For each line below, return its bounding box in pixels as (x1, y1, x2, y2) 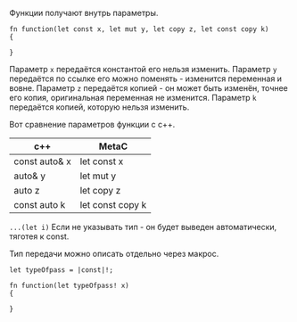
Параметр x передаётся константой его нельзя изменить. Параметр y (9, 64, 277, 74)
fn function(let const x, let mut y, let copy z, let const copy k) (9, 25, 269, 34)
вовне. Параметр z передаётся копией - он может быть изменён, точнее (9, 83, 288, 93)
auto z (13, 185, 40, 196)
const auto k (13, 199, 66, 211)
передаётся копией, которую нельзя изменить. (9, 102, 190, 112)
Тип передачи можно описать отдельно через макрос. (9, 249, 219, 259)
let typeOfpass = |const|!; (9, 266, 114, 275)
